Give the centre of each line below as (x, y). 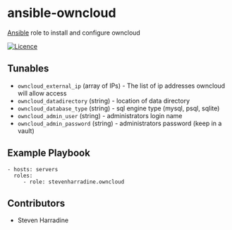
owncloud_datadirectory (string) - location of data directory (104, 100)
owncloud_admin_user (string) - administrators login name (100, 115)
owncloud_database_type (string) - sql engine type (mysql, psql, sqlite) (118, 108)
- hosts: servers (33, 169)
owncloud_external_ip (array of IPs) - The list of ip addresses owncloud (121, 86)
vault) (26, 131)
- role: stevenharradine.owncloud (74, 182)
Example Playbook (49, 153)
